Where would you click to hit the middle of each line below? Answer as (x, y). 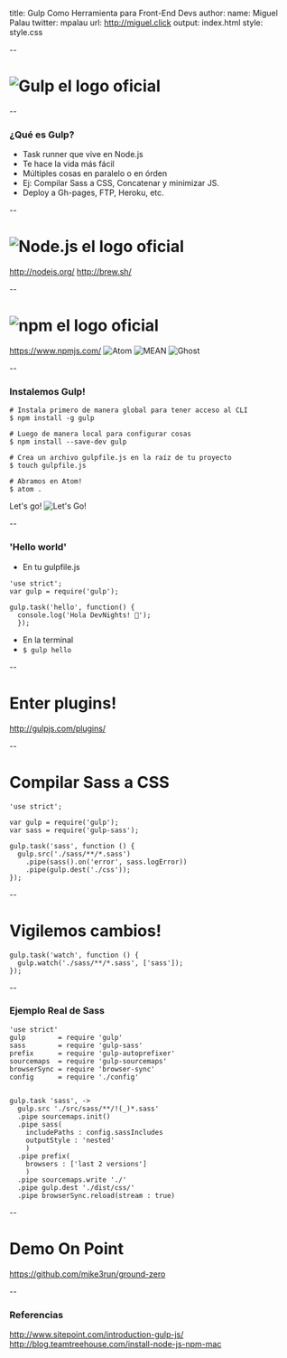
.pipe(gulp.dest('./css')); (78, 870)
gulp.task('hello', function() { (72, 607)
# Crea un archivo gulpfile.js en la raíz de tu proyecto (120, 458)
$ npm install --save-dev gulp (68, 442)
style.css (26, 32)
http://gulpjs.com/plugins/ (58, 728)
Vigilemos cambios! (86, 931)
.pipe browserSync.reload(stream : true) (97, 1195)
